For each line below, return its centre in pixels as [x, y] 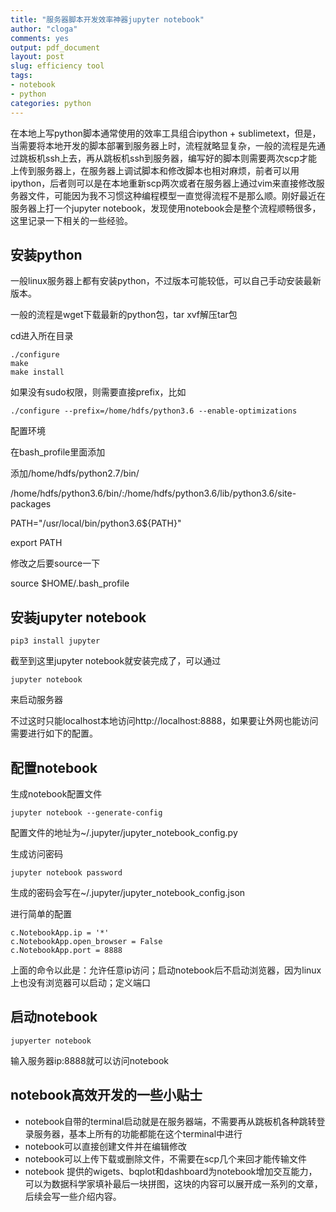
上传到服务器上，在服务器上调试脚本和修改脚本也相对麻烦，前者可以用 [155, 170]
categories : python [51, 103]
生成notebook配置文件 [56, 793]
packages [31, 504]
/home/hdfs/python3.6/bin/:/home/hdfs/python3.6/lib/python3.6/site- [153, 493]
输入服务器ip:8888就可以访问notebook [89, 1060]
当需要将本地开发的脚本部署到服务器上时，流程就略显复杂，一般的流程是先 [163, 145]
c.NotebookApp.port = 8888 [66, 950]
